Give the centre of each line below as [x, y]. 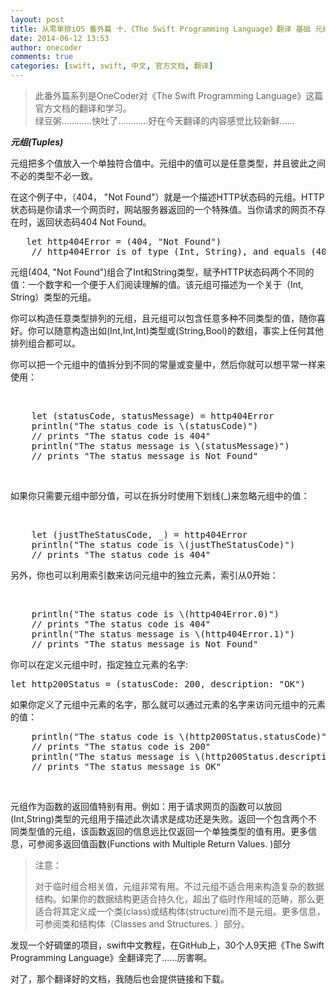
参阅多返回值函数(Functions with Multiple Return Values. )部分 [164, 844]
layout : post [37, 19]
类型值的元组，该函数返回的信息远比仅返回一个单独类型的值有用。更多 [163, 831]
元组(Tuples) [37, 142]
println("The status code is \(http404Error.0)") [155, 614]
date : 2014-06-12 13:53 [60, 38]
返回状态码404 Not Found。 [94, 222]
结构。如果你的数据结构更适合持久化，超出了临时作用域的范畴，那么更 [179, 899]
